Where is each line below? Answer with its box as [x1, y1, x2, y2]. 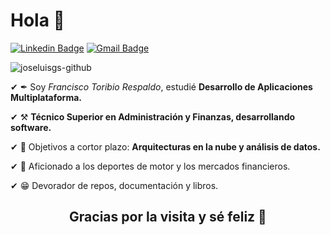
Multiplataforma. [10, 91, 82, 103]
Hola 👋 [10, 9, 65, 32]
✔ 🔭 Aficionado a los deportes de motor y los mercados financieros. [10, 160, 291, 172]
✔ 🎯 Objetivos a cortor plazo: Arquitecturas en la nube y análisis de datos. [10, 140, 321, 153]
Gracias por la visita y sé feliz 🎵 [69, 209, 267, 226]
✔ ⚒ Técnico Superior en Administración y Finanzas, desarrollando [10, 110, 296, 123]
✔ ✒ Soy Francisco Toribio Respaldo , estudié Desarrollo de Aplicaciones [10, 80, 313, 93]
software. [10, 121, 52, 133]
